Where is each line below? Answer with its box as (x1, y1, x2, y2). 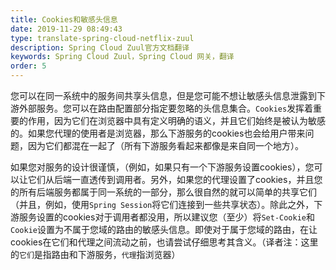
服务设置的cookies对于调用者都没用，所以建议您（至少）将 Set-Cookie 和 (18, 211, 316, 223)
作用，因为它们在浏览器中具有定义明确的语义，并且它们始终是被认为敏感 (27, 115, 326, 126)
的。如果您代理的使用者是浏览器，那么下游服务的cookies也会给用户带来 (10, 127, 306, 139)
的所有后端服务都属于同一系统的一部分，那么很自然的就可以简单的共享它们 (10, 186, 317, 198)
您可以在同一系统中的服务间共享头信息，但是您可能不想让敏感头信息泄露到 (10, 90, 317, 101)
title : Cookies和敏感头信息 (10, 14, 118, 25)
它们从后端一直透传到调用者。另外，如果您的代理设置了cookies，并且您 (27, 174, 323, 185)
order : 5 (10, 61, 47, 71)
